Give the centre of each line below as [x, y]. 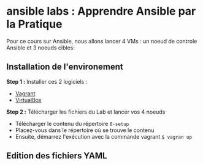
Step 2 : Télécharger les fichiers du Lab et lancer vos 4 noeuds [86, 112]
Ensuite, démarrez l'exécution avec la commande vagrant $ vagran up [103, 136]
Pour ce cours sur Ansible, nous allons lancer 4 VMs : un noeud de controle [102, 41]
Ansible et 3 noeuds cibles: [40, 48]
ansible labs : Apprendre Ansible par [101, 11]
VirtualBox [28, 100]
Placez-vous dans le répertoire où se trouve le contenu [85, 130]
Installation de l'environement [65, 67]
